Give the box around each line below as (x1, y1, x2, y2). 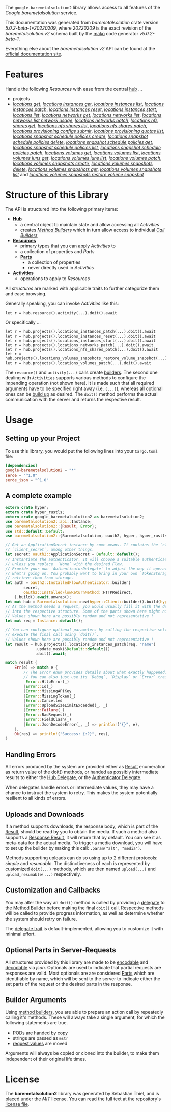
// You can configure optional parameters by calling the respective (5, 627, 156, 633)
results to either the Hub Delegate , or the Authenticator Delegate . (5, 774, 142, 781)
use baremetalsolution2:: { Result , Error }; (5, 524, 97, 529)
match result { (5, 660, 38, 665)
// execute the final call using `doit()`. (5, 632, 99, 637)
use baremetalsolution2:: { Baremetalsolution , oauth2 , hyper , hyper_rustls (5, 533, 167, 539)
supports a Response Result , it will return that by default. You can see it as (5, 834, 161, 840)
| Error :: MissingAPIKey (23, 688, 72, 694)
